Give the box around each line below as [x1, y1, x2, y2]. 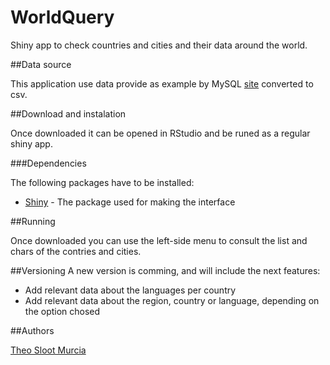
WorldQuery [10, 6, 115, 29]
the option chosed [24, 305, 101, 317]
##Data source [10, 58, 72, 70]
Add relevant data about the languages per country [24, 284, 237, 296]
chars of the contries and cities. [10, 245, 142, 257]
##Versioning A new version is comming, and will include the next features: [10, 264, 321, 276]
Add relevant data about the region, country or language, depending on [24, 294, 320, 306]
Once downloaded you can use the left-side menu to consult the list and [10, 234, 308, 246]
